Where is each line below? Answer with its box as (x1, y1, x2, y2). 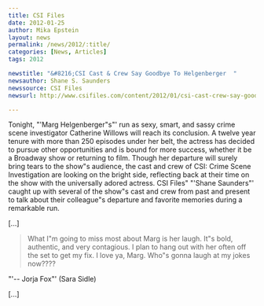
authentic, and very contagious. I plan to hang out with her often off (27, 242, 247, 252)
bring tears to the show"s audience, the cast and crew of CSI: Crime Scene (8, 162, 251, 171)
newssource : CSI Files (8, 84, 82, 92)
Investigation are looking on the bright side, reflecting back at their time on (8, 170, 250, 179)
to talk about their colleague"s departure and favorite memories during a (8, 195, 243, 205)
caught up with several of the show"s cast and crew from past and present (8, 186, 251, 197)
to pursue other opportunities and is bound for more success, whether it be (8, 145, 252, 154)
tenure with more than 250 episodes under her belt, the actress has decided (8, 137, 255, 146)
